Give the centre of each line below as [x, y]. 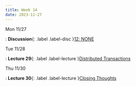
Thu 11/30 [16, 68]
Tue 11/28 [15, 49]
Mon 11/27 [16, 29]
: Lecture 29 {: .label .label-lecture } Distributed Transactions [68, 58]
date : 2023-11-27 [24, 15]
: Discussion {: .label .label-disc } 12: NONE [50, 39]
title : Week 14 [21, 10]
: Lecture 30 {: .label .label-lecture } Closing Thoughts [61, 78]
